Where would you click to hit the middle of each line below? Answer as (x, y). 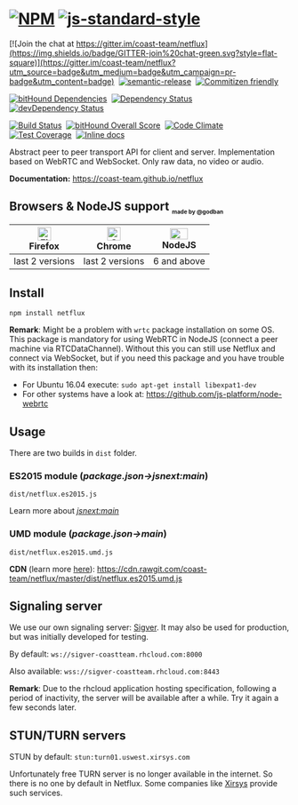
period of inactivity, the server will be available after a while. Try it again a (144, 698)
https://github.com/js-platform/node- (214, 395)
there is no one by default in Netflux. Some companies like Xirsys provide (144, 784)
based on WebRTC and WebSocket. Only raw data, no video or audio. (137, 161)
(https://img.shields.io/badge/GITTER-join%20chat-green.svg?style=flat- (144, 52)
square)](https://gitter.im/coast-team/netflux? (93, 62)
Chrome (114, 246)
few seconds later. (43, 707)
